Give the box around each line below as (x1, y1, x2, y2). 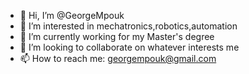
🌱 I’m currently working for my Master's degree (19, 31, 215, 42)
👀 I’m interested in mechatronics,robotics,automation (19, 20, 238, 32)
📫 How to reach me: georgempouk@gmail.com (19, 53, 217, 64)
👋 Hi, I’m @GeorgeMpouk (19, 10, 125, 21)
